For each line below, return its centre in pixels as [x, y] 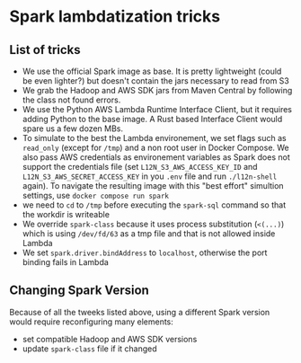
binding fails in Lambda [66, 262]
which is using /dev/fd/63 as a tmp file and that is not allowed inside [149, 234]
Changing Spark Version [80, 291]
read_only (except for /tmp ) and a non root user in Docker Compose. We [155, 147]
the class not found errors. [71, 100]
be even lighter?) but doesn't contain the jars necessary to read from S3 [155, 81]
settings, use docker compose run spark [95, 195]
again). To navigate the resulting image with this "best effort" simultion [153, 186]
